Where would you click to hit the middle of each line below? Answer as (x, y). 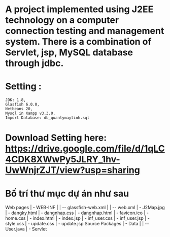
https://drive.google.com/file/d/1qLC (85, 149)
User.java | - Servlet (26, 229)
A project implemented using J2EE (79, 9)
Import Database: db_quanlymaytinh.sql (47, 118)
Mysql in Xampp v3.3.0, (30, 113)
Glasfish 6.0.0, (22, 105)
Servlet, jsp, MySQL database (69, 53)
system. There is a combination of (78, 42)
